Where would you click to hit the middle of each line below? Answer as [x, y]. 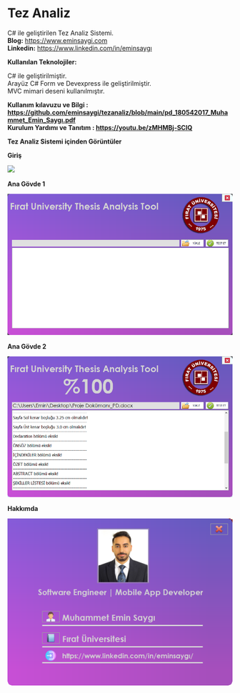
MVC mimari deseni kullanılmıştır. [56, 91]
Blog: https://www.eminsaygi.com [57, 40]
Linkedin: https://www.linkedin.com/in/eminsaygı [80, 48]
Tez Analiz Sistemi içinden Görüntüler [65, 141]
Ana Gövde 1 [26, 184]
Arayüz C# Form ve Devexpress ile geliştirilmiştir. [79, 83]
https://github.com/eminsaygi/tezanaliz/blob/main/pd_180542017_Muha [118, 112]
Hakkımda [23, 509]
